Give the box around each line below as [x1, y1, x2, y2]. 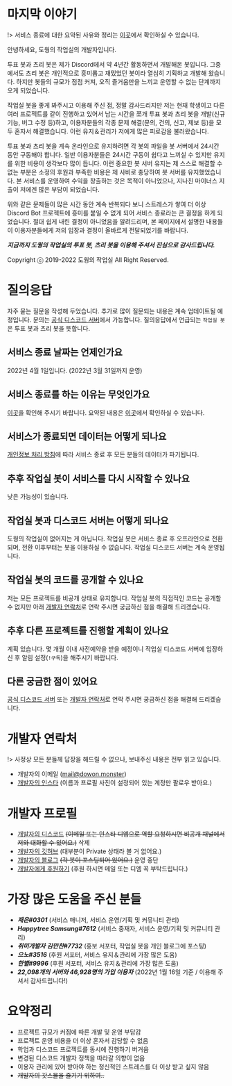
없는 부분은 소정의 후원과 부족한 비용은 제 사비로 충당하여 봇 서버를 [7, 167, 186, 176]
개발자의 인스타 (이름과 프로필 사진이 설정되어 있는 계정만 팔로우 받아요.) [17, 779, 213, 787]
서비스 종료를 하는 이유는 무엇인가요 [7, 388, 150, 400]
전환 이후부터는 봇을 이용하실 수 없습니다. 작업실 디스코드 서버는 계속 [21, 543, 206, 551]
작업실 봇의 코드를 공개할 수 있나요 [7, 574, 144, 586]
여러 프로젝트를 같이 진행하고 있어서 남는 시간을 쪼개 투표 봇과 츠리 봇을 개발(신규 [7, 109, 226, 118]
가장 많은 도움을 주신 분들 [7, 891, 142, 907]
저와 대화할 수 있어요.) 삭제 [17, 839, 90, 847]
